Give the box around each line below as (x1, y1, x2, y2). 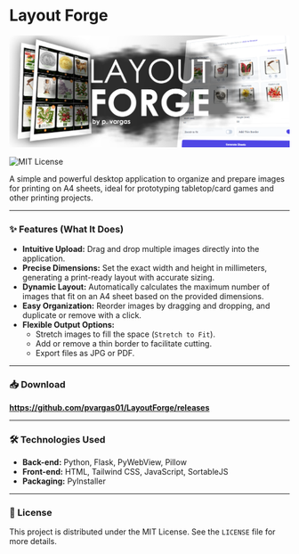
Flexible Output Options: (21, 319, 116, 330)
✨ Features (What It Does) (9, 224, 125, 236)
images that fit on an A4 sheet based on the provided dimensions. (21, 290, 264, 301)
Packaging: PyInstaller (21, 476, 107, 486)
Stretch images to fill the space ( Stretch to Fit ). (35, 329, 216, 339)
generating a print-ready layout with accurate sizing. (21, 272, 215, 282)
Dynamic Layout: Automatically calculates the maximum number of (21, 281, 270, 292)
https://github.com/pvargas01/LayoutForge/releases (9, 402, 210, 412)
